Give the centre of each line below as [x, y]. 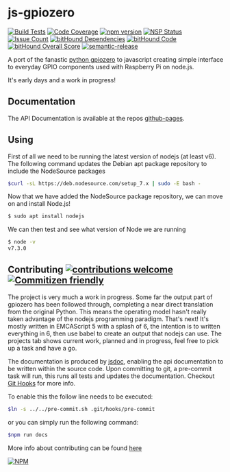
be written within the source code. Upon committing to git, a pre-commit [110, 368]
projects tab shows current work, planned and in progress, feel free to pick [113, 340]
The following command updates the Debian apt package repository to [107, 163]
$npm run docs [28, 435]
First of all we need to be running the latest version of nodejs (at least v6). [112, 156]
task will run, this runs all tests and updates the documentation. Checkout [111, 376]
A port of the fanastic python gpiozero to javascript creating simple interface [116, 59]
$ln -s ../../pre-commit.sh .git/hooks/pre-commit [81, 409]
